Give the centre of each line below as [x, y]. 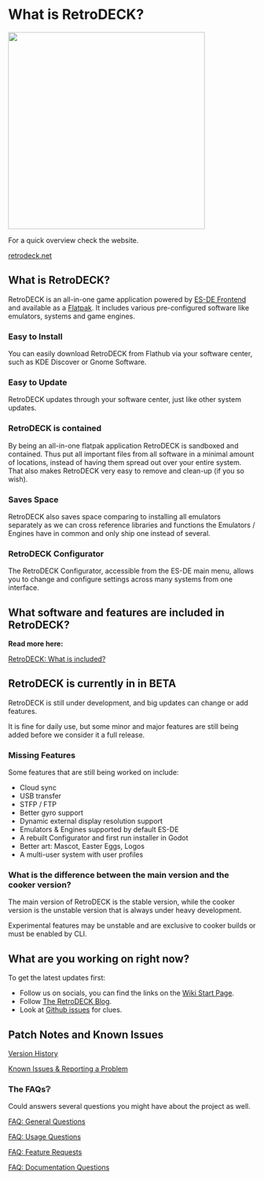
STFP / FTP [38, 805]
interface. [24, 588]
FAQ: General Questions [47, 1121]
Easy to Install [35, 337]
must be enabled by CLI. [48, 934]
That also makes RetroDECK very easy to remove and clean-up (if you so [126, 470]
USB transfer [40, 796]
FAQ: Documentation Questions [59, 1167]
